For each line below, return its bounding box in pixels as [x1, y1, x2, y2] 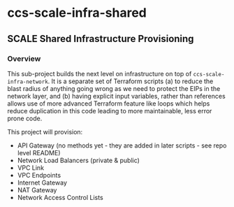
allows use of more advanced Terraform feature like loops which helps [7, 99, 210, 108]
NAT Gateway [17, 185, 57, 194]
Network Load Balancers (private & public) [17, 156, 140, 164]
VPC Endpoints [17, 171, 61, 179]
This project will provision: [7, 127, 83, 136]
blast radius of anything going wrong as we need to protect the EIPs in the [7, 84, 221, 92]
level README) [17, 148, 61, 157]
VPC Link [17, 163, 44, 172]
